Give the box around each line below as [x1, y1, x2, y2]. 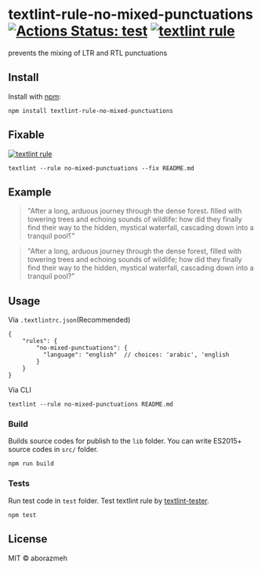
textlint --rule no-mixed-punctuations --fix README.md [8, 164, 194, 172]
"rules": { [22, 337, 58, 345]
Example [8, 185, 52, 199]
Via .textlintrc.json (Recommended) [8, 316, 131, 325]
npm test [8, 511, 37, 519]
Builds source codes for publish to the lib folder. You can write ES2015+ [8, 436, 242, 446]
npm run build [8, 460, 55, 468]
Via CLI [8, 385, 31, 395]
